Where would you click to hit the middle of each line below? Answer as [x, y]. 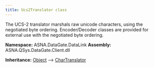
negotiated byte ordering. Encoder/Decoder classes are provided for [77, 29]
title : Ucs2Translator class [36, 10]
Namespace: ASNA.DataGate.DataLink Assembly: [58, 45]
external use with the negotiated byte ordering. [54, 35]
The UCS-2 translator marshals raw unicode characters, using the [74, 24]
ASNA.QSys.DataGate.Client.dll [38, 50]
